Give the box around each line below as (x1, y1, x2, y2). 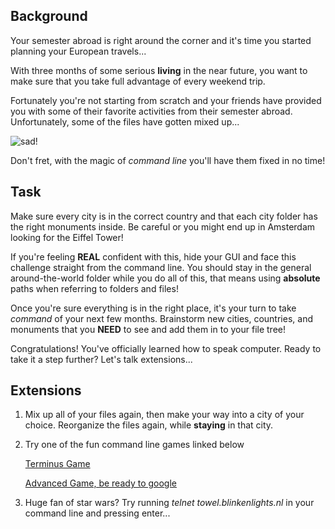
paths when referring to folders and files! (10, 282, 179, 294)
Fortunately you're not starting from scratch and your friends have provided (10, 94, 322, 106)
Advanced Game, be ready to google (24, 477, 178, 489)
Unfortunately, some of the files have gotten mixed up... (10, 115, 240, 128)
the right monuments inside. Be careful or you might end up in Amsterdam (10, 220, 316, 233)
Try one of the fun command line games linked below (24, 439, 245, 451)
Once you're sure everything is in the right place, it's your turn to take (10, 302, 297, 314)
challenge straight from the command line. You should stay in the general (10, 261, 312, 273)
